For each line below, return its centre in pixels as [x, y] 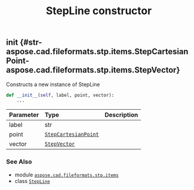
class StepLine [32, 181]
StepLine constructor [99, 11]
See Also [19, 162]
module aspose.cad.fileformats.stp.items [66, 175]
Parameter [24, 115]
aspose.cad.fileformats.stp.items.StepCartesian [97, 52]
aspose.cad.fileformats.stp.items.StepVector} [93, 70]
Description [121, 115]
